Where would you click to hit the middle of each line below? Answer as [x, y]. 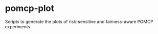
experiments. [18, 26]
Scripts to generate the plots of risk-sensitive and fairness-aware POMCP [79, 22]
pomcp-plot [30, 8]
